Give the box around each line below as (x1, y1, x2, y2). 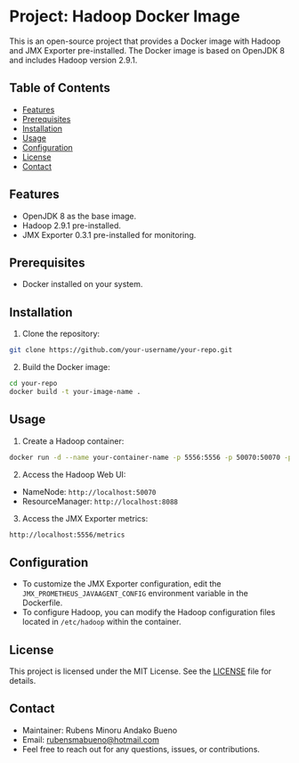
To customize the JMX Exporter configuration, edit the (21, 578, 222, 589)
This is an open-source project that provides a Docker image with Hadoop (9, 36, 281, 46)
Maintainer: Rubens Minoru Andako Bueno (21, 725, 178, 735)
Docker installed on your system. (21, 279, 143, 290)
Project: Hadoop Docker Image (9, 6, 240, 27)
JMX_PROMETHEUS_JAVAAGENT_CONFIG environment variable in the (21, 588, 249, 599)
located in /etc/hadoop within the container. (21, 617, 182, 628)
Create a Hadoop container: (21, 435, 125, 447)
